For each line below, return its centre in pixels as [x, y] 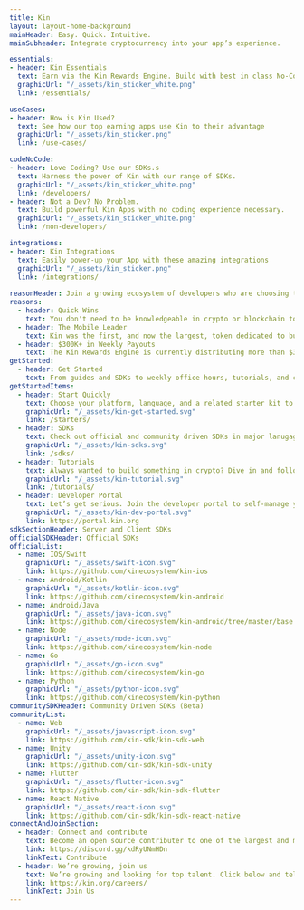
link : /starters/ [58, 420]
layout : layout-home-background [70, 26]
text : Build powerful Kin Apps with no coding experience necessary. [151, 210]
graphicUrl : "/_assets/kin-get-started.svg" [111, 412]
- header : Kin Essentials [58, 68]
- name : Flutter [48, 774]
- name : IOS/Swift [52, 555]
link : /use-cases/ [52, 143]
